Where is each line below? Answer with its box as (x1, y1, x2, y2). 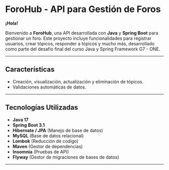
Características (5, 65, 55, 74)
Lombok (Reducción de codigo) (12, 138, 79, 144)
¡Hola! (5, 20, 19, 26)
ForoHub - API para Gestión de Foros (5, 4, 161, 15)
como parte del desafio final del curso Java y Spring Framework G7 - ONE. (5, 46, 160, 52)
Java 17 (12, 117, 29, 123)
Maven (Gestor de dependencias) (12, 143, 83, 149)
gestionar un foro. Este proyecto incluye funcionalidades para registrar (5, 35, 152, 41)
